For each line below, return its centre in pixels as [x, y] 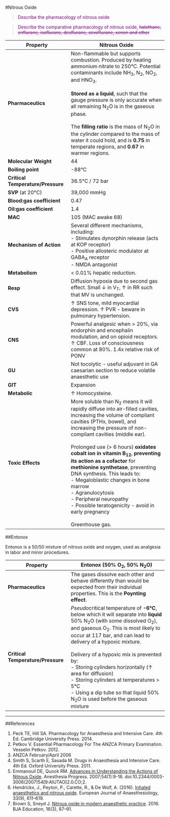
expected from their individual [106, 587]
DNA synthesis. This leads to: [105, 473]
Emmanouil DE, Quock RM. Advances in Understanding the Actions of [85, 771]
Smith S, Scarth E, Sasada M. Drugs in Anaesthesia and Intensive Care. [87, 761]
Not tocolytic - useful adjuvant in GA [114, 364]
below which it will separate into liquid [116, 614]
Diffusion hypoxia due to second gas [114, 281]
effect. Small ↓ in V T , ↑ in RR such [112, 288]
